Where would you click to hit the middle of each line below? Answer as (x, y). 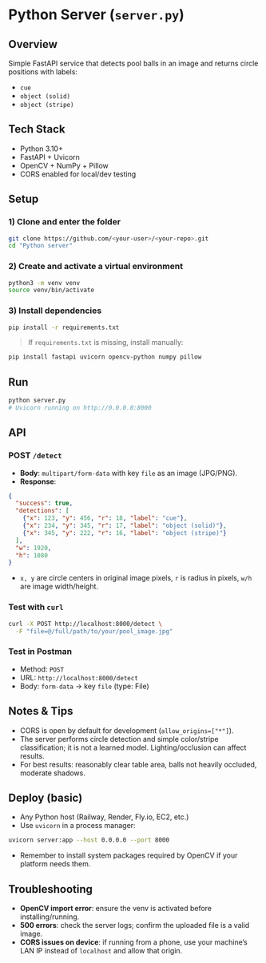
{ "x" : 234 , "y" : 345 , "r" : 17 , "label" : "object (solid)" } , (125, 526)
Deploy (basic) (46, 797)
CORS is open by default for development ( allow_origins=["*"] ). (127, 730)
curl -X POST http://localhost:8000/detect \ (85, 624)
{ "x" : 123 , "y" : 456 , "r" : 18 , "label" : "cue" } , (105, 518)
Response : (38, 481)
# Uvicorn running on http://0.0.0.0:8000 (80, 408)
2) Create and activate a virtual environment (96, 267)
